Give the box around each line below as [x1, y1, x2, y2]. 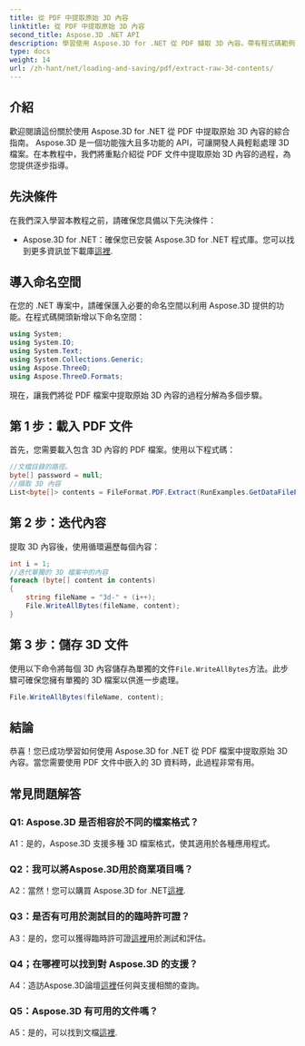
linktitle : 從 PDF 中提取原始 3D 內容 [9, 22, 145, 31]
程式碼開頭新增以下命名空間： [33, 311, 145, 322]
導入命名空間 [9, 274, 82, 290]
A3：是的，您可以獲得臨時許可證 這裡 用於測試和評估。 [9, 933, 212, 943]
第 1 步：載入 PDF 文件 [9, 419, 133, 434]
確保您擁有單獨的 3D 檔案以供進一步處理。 [25, 674, 184, 686]
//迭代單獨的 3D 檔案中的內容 [9, 567, 109, 577]
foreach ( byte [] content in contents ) [9, 576, 156, 586]
